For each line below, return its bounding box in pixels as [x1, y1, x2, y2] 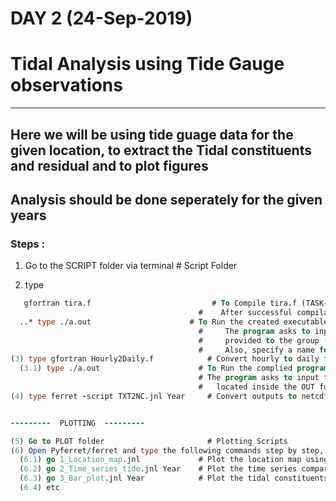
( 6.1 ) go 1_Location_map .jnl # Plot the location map [19, 455, 302, 465]
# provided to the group [198, 335, 320, 346]
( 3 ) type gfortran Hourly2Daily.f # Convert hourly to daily [10, 354, 320, 364]
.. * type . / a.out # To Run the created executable [19, 317, 329, 327]
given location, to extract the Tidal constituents [10, 142, 312, 159]
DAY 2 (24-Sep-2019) [10, 7, 193, 30]
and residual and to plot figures [10, 157, 209, 174]
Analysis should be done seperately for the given [10, 191, 323, 208]
